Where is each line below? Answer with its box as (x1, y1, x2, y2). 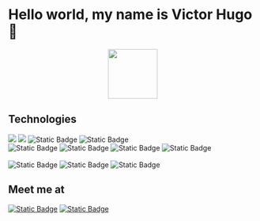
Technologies (8, 112, 77, 126)
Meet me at (8, 183, 65, 196)
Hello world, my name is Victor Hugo (8, 6, 253, 24)
